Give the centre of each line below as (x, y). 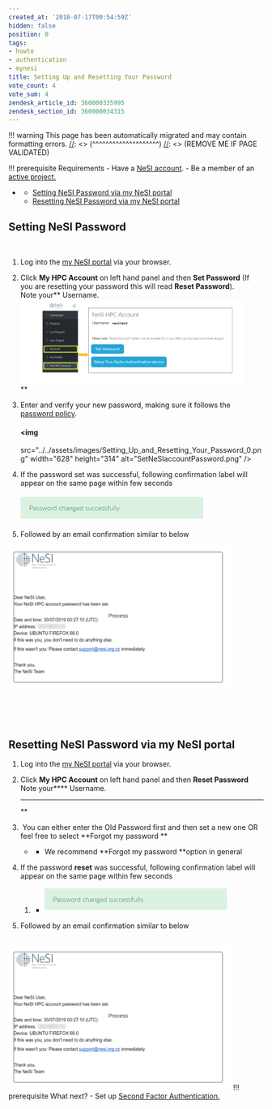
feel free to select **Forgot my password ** (94, 836)
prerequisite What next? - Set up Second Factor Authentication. (114, 1096)
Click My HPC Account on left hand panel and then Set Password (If (134, 278)
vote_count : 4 (32, 85)
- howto (21, 52)
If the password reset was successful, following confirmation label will (138, 867)
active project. (32, 177)
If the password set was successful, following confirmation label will (134, 475)
